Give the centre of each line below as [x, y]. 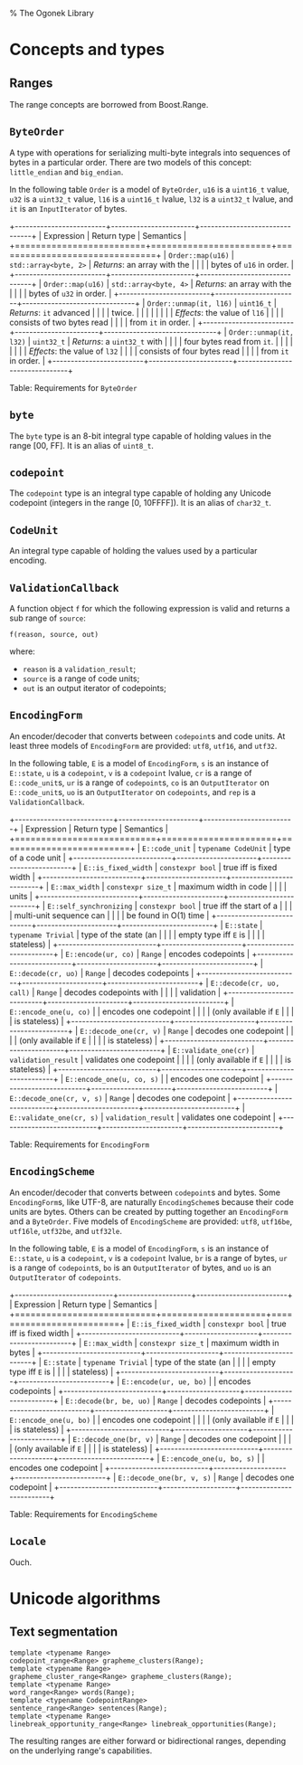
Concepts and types [87, 50]
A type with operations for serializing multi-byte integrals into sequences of [150, 152]
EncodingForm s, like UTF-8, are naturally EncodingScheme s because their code [151, 1201]
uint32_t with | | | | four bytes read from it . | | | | [203, 341]
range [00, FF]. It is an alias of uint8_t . [81, 445]
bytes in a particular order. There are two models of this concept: [131, 162]
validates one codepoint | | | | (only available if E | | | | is [189, 1059]
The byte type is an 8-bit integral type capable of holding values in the [140, 436]
